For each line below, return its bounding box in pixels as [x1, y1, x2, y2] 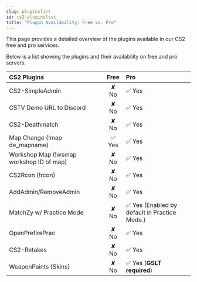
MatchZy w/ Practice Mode [9, 209, 84, 217]
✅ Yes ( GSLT [125, 259, 162, 267]
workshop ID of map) [9, 158, 67, 166]
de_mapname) [9, 141, 49, 150]
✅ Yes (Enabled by [125, 201, 178, 209]
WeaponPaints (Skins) [9, 263, 70, 271]
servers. [6, 59, 26, 66]
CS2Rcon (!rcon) [9, 171, 56, 179]
